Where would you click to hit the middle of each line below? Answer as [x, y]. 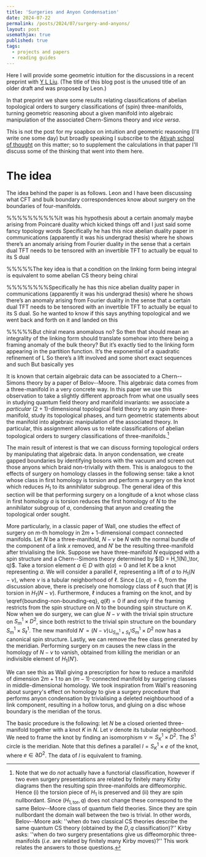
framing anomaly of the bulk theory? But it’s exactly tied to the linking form [101, 345]
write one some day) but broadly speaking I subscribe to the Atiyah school [100, 138]
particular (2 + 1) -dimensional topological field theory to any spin [88, 409]
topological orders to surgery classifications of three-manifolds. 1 [88, 435]
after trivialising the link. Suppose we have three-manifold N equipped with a [103, 552]
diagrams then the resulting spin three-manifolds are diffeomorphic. [101, 786]
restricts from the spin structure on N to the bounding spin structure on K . [99, 607]
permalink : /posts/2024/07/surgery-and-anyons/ [68, 23]
